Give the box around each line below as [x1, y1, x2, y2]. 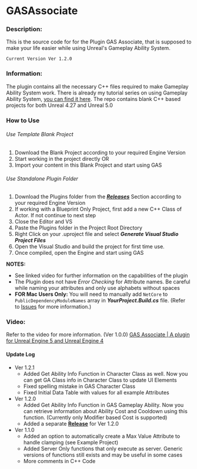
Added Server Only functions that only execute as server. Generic [23, 445, 183, 452]
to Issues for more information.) [14, 303, 92, 311]
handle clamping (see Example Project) [23, 438, 119, 446]
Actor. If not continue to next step [14, 212, 96, 219]
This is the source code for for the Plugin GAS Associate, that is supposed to [6, 38, 192, 45]
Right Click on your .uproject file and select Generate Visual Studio [14, 231, 179, 238]
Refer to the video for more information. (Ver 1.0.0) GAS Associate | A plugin [6, 331, 190, 338]
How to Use [6, 116, 40, 124]
